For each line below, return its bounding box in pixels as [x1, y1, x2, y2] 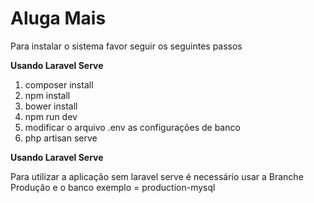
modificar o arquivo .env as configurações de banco [24, 121, 241, 133]
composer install [24, 78, 94, 91]
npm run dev [24, 110, 78, 122]
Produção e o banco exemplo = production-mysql [10, 181, 216, 193]
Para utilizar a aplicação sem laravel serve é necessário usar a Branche [10, 170, 304, 182]
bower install [24, 100, 78, 112]
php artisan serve [24, 132, 98, 144]
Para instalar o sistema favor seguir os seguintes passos [10, 40, 243, 52]
